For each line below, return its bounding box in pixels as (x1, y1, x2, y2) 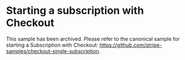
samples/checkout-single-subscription (6, 47, 99, 54)
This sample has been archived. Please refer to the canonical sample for (6, 35, 180, 42)
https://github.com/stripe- (99, 42, 162, 48)
